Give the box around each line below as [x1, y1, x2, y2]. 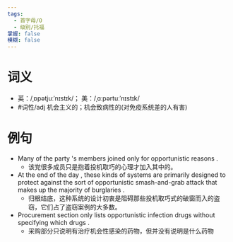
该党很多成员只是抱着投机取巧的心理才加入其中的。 [28, 163, 177, 171]
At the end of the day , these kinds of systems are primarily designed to [17, 171, 226, 179]
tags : [7, 10, 23, 18]
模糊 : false [7, 37, 40, 44]
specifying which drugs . [17, 219, 90, 226]
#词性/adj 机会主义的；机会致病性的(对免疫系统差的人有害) [17, 103, 188, 112]
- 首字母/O [13, 17, 42, 24]
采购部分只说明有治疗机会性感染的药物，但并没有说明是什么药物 [28, 227, 214, 235]
